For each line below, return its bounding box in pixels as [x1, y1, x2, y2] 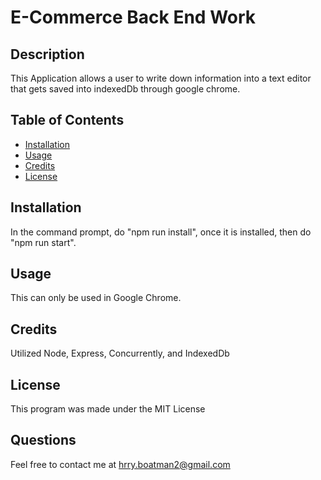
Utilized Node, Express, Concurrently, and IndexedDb [10, 347, 230, 360]
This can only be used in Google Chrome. [10, 292, 182, 304]
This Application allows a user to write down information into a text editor [10, 72, 312, 84]
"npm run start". [10, 236, 77, 248]
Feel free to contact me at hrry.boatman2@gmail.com [10, 458, 231, 470]
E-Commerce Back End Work [10, 6, 257, 29]
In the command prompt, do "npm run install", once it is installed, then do [10, 226, 312, 238]
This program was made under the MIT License [10, 403, 206, 415]
